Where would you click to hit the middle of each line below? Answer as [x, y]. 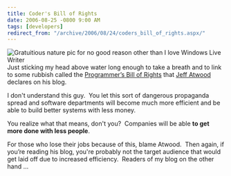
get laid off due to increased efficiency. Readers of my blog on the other [111, 159]
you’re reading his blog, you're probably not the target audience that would [114, 152]
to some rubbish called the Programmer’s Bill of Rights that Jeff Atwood [109, 75]
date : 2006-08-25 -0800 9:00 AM [54, 20]
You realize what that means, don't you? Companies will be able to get [108, 124]
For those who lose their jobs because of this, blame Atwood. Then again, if [116, 144]
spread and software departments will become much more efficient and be [114, 103]
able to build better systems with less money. [72, 110]
